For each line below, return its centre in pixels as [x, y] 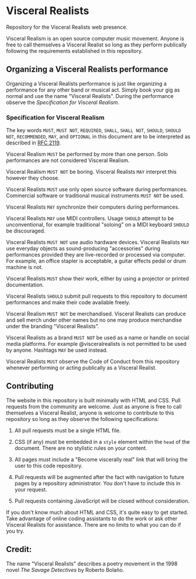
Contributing [30, 386]
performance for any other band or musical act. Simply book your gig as [93, 90]
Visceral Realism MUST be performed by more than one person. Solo [87, 154]
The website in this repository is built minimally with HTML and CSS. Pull [93, 400]
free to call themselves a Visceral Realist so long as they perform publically [97, 45]
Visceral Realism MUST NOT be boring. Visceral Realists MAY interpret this [91, 172]
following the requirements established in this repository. [75, 51]
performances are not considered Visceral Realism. [68, 160]
